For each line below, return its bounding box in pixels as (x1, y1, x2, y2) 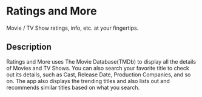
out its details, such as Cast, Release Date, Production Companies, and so (6, 71, 191, 78)
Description (6, 42, 52, 52)
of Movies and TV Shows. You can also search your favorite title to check (6, 64, 189, 72)
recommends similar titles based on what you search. (6, 84, 140, 91)
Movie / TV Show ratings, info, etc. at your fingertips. (6, 24, 139, 32)
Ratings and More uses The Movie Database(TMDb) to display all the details (6, 58, 196, 65)
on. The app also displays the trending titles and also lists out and (6, 77, 170, 84)
